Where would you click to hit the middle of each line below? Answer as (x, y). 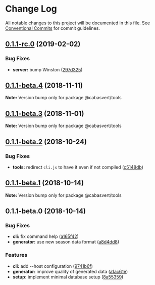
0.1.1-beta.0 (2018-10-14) (46, 211)
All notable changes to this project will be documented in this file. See (78, 23)
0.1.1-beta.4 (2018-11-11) (44, 86)
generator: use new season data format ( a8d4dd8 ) (66, 242)
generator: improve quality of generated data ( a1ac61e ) (70, 271)
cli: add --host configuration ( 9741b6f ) (53, 266)
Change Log (31, 9)
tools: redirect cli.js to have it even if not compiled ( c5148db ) (78, 167)
